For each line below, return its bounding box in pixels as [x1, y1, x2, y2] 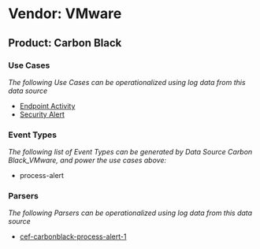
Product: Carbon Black [8, 36, 122, 50]
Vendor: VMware [8, 5, 122, 23]
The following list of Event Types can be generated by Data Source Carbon [8, 147, 253, 157]
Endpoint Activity [19, 101, 76, 110]
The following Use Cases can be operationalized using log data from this [8, 77, 246, 87]
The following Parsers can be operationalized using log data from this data [8, 208, 253, 217]
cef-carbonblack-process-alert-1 [19, 232, 127, 241]
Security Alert [19, 110, 65, 119]
